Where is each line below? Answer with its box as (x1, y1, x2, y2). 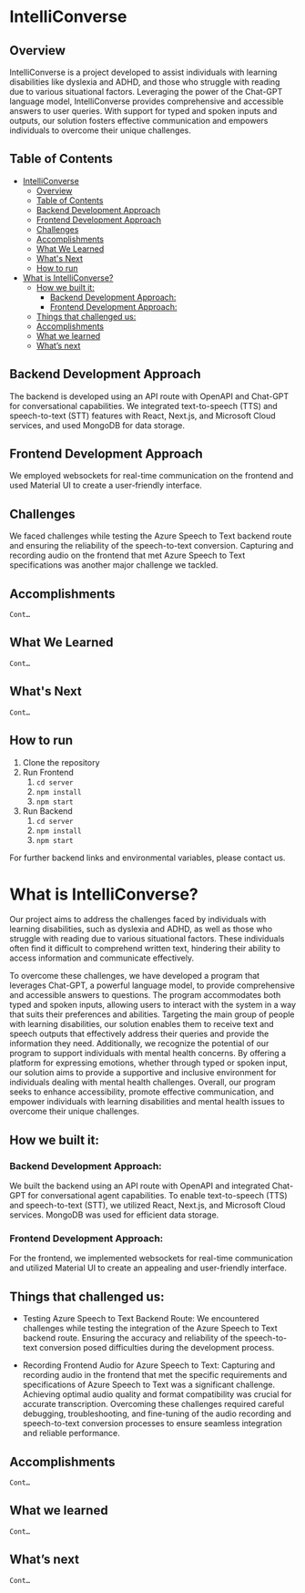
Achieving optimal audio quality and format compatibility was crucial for (22, 1389, 292, 1400)
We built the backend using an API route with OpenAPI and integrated (9, 1180, 270, 1191)
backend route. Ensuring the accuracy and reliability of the (22, 1332, 243, 1343)
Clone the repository (22, 756, 100, 767)
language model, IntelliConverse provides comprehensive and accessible (9, 96, 284, 107)
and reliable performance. (22, 1428, 120, 1439)
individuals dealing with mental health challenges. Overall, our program (9, 1077, 276, 1088)
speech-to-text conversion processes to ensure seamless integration (22, 1418, 282, 1429)
